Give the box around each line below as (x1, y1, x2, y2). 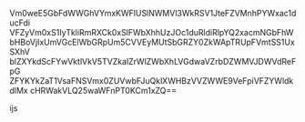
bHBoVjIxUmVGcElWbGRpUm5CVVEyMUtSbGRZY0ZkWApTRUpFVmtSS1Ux (9, 36, 296, 47)
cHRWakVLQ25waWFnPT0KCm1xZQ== (30, 86, 178, 96)
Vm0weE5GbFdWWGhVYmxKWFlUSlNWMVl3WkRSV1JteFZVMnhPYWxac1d (9, 8, 297, 18)
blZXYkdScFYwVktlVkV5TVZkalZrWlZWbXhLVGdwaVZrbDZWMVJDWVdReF (9, 56, 297, 66)
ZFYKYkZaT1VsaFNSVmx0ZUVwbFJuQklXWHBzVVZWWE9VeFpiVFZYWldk (9, 76, 294, 86)
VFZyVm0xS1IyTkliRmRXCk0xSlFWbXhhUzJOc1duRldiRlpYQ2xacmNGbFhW (9, 27, 294, 37)
